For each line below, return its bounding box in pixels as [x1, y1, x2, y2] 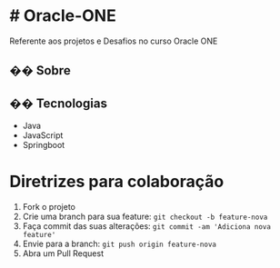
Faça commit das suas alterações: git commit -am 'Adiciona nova [22, 221, 271, 232]
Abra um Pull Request [22, 248, 105, 259]
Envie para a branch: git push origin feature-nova [22, 238, 216, 250]
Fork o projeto [22, 202, 75, 213]
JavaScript [22, 130, 64, 141]
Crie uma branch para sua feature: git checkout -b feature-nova [22, 211, 268, 223]
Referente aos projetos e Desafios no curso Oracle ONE [9, 35, 218, 46]
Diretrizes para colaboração [9, 172, 225, 192]
